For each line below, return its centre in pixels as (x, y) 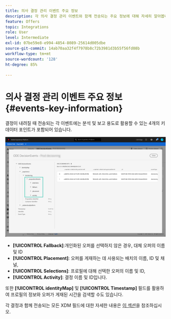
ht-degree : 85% (21, 64)
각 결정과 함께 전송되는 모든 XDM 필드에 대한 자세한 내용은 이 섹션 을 (73, 305)
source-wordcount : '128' (32, 59)
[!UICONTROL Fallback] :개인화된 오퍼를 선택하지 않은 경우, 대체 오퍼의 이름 (89, 245)
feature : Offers (22, 21)
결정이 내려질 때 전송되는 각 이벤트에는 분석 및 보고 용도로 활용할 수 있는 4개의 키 (85, 123)
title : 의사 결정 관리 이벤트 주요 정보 (42, 11)
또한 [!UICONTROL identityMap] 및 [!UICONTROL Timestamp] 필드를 (78, 288)
